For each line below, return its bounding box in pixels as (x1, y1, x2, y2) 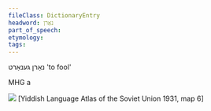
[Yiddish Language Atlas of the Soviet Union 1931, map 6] (17, 94, 204, 103)
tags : (8, 41, 26, 49)
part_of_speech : (8, 26, 61, 34)
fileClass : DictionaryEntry (8, 11, 101, 20)
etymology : (8, 33, 44, 42)
